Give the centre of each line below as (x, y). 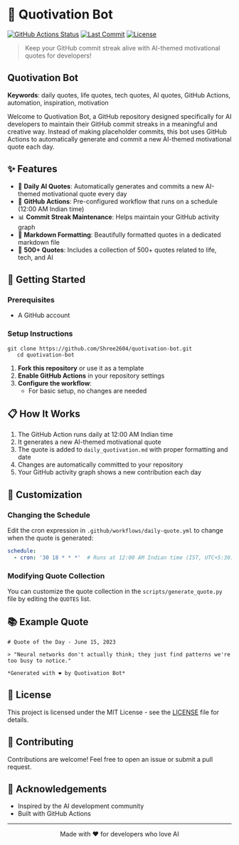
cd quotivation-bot (46, 355)
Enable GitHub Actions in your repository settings (91, 376)
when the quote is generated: (51, 538)
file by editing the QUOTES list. (49, 599)
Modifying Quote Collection (56, 575)
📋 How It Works (44, 414)
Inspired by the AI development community (81, 806)
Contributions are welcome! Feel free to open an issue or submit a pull (110, 759)
